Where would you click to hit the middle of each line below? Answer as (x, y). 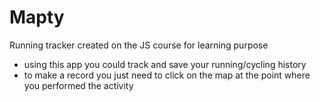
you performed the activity (78, 85)
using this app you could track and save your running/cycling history (165, 64)
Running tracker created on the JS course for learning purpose (139, 45)
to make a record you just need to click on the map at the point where (167, 75)
